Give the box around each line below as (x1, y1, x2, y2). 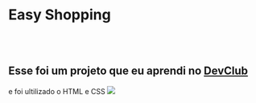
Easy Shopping (8, 6, 111, 24)
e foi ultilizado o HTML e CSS (8, 86, 106, 96)
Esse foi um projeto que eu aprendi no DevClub (8, 64, 248, 78)
